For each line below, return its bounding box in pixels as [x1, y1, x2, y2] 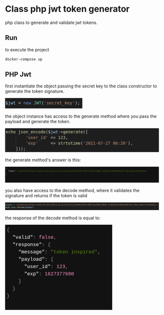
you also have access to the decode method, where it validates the [5, 188, 140, 193]
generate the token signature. [5, 88, 64, 94]
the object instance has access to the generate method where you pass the [5, 113, 157, 119]
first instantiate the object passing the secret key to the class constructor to [5, 83, 157, 89]
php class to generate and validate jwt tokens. [5, 20, 98, 25]
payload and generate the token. [5, 119, 71, 125]
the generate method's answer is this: [5, 157, 82, 163]
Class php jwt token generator [5, 3, 130, 15]
